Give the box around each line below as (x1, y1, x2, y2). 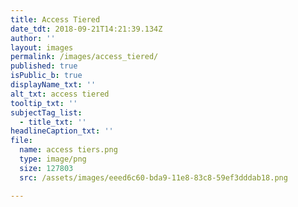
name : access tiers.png (19, 145, 118, 155)
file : (10, 136, 33, 146)
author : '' (10, 33, 56, 43)
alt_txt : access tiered (10, 89, 110, 99)
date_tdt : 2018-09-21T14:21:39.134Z (10, 24, 163, 34)
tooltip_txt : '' (10, 98, 78, 108)
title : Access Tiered (10, 14, 101, 25)
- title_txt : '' (19, 117, 87, 127)
